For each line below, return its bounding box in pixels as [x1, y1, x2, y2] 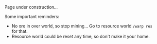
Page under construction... [4, 4, 58, 10]
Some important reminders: [4, 14, 59, 19]
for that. [11, 28, 28, 34]
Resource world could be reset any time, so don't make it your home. [11, 34, 150, 39]
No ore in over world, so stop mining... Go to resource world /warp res [11, 23, 153, 29]
